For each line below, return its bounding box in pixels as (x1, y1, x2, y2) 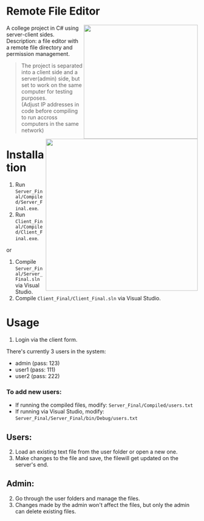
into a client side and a (21, 68, 78, 75)
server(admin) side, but (21, 75, 80, 82)
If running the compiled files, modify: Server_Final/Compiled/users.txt (15, 401, 193, 409)
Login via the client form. (15, 336, 78, 343)
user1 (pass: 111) (15, 366, 56, 373)
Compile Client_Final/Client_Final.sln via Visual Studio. (15, 294, 161, 302)
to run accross (21, 114, 58, 121)
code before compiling (21, 107, 78, 114)
